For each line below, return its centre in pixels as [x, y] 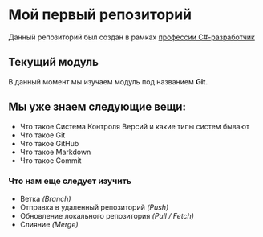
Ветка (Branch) [45, 198]
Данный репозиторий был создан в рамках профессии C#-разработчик [131, 37]
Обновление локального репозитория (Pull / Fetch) [107, 215]
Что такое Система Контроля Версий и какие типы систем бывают [135, 126]
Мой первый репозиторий [100, 15]
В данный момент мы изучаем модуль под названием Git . [108, 81]
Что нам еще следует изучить [70, 181]
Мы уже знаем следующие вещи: [97, 107]
